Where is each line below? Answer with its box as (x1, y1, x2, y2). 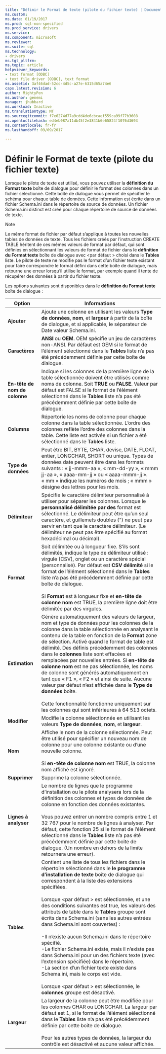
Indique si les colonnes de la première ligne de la (41, 368, 155, 375)
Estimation (7, 660, 34, 667)
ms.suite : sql (5, 44, 35, 49)
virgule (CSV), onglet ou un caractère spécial (41, 556, 146, 563)
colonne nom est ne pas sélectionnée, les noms (41, 663, 153, 670)
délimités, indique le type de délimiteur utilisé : (41, 550, 149, 557)
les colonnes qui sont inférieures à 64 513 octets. (41, 707, 157, 714)
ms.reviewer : (5, 40, 32, 45)
